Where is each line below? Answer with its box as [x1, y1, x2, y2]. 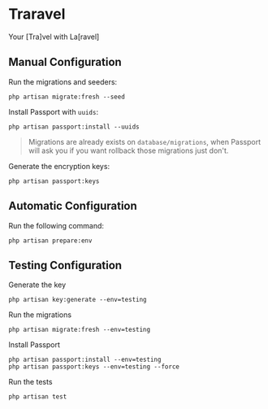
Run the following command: [8, 220, 104, 230]
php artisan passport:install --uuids [8, 123, 140, 131]
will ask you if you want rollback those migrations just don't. [28, 146, 229, 155]
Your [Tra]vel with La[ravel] [8, 32, 100, 41]
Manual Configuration [8, 55, 122, 69]
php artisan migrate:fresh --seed [8, 93, 126, 101]
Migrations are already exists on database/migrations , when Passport [28, 137, 262, 146]
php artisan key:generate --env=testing [8, 296, 148, 304]
